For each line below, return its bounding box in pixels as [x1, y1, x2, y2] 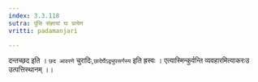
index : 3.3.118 [8, 11, 60, 20]
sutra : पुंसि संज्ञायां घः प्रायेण [8, 19, 84, 27]
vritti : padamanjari [8, 27, 79, 35]
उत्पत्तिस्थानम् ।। [8, 65, 54, 75]
